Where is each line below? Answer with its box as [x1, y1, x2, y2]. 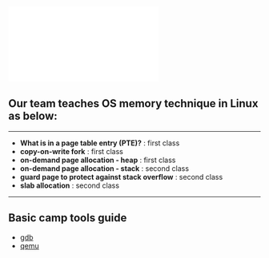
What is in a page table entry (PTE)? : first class [19, 138, 180, 148]
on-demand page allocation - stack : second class [19, 163, 190, 173]
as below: [8, 109, 58, 123]
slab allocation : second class [19, 181, 120, 190]
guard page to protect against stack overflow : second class [19, 172, 223, 181]
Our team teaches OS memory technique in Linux [8, 97, 259, 110]
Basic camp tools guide [8, 211, 127, 225]
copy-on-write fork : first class [19, 146, 124, 156]
